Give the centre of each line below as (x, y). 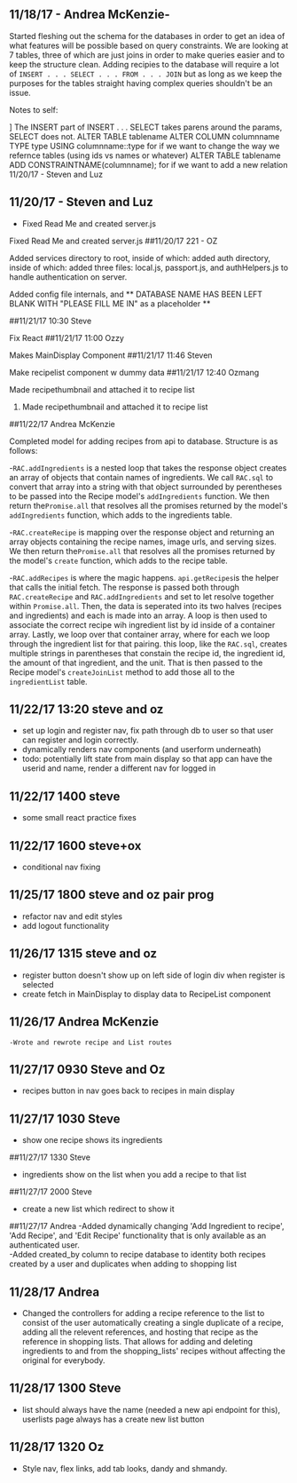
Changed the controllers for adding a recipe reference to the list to (143, 1312)
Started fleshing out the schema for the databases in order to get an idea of (147, 36)
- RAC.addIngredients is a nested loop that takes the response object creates (148, 468)
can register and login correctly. (80, 740)
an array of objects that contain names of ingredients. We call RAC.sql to (141, 477)
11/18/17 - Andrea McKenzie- (90, 15)
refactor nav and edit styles (72, 916)
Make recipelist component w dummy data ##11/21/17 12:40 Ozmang (134, 372)
